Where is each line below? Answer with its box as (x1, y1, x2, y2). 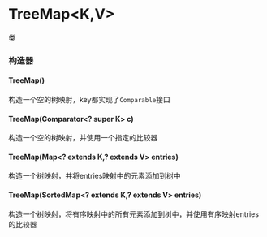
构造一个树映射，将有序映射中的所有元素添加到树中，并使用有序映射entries (8, 209, 260, 219)
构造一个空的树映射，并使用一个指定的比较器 (8, 133, 158, 143)
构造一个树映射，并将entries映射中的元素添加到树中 (8, 171, 181, 181)
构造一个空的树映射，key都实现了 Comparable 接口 (8, 95, 170, 105)
